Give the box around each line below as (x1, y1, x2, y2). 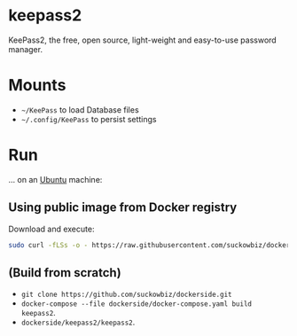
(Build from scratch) (8, 265, 121, 280)
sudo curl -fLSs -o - (8, 240, 89, 249)
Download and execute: (8, 223, 95, 234)
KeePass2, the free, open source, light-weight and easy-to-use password (8, 35, 277, 45)
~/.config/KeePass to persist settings (20, 113, 157, 124)
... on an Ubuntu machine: (8, 174, 103, 184)
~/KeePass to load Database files (20, 104, 139, 115)
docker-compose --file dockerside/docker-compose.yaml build (20, 300, 253, 309)
